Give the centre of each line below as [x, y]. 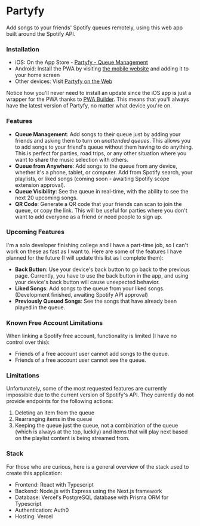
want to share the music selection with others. [71, 159]
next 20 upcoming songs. [46, 198]
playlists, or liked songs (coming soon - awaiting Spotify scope [92, 179]
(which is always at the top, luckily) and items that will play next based [101, 432]
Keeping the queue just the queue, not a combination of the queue [96, 426]
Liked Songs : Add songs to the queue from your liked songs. [90, 288]
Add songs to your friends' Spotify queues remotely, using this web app [95, 27]
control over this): [28, 342]
